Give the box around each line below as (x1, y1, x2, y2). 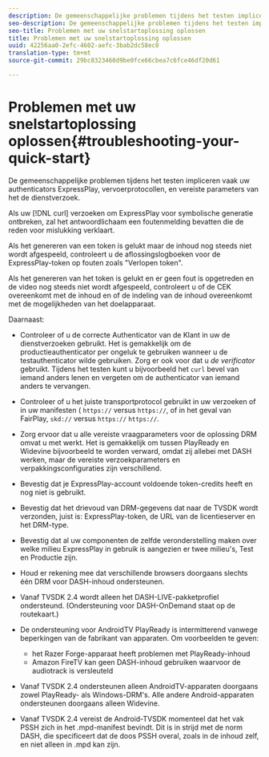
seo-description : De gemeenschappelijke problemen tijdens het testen (8, 19, 249, 27)
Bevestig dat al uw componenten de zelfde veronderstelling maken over (19, 535, 258, 545)
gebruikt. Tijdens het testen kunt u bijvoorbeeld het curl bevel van (19, 364, 239, 374)
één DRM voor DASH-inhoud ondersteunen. (19, 577, 165, 586)
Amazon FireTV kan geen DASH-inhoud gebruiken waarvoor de (31, 657, 242, 666)
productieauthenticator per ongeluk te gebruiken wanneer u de (19, 346, 228, 357)
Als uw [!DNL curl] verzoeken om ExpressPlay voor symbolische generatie (8, 208, 254, 217)
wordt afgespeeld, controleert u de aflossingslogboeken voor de (8, 249, 221, 259)
